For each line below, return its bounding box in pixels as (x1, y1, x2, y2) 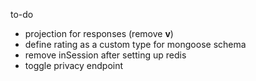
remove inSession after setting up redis (24, 49, 187, 61)
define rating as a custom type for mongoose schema (24, 39, 247, 50)
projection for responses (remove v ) (24, 28, 174, 39)
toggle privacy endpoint (24, 60, 124, 71)
